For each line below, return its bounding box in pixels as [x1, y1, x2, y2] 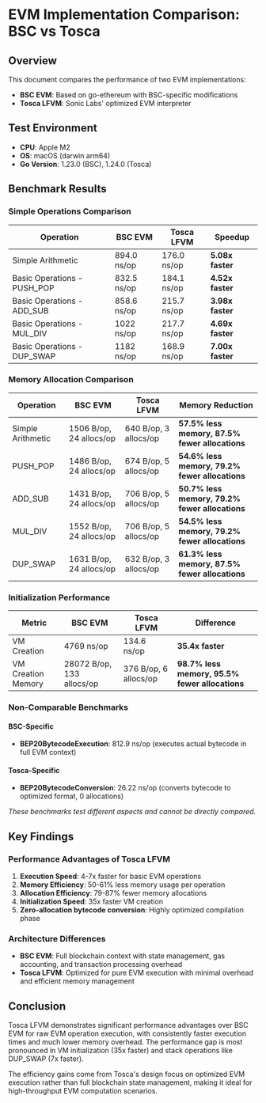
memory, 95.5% [177, 669, 240, 680]
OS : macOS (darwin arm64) [19, 150, 111, 160]
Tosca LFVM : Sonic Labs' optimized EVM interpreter [19, 99, 192, 108]
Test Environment [8, 121, 97, 135]
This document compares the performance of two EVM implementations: [8, 75, 247, 84]
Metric [21, 617, 47, 628]
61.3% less [178, 548, 222, 559]
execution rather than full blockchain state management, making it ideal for [8, 1078, 253, 1087]
